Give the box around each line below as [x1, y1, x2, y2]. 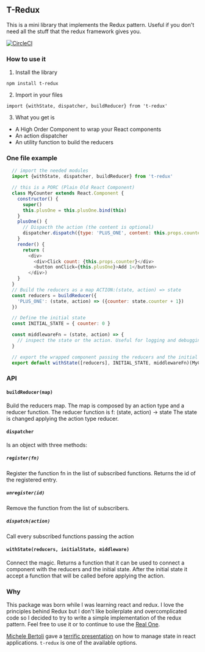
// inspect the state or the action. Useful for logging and [17, 338, 176, 344]
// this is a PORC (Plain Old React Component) [12, 185, 135, 191]
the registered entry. [6, 476, 58, 483]
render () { [17, 241, 45, 247]
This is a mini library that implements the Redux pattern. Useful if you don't [6, 21, 195, 28]
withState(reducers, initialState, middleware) [6, 547, 130, 553]
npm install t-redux [6, 81, 59, 87]
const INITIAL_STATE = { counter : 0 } [12, 320, 111, 327]
